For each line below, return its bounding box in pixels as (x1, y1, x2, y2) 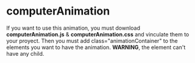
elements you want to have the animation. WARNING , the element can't (6, 44, 186, 51)
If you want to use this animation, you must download (6, 24, 141, 31)
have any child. (6, 50, 44, 57)
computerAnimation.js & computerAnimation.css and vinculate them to (6, 30, 190, 38)
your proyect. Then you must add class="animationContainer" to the (6, 37, 178, 44)
